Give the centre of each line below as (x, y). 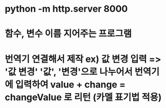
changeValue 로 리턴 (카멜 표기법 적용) (83, 97)
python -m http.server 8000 (66, 9)
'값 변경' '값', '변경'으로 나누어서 (69, 72)
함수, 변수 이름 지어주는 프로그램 (68, 34)
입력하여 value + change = (70, 84)
